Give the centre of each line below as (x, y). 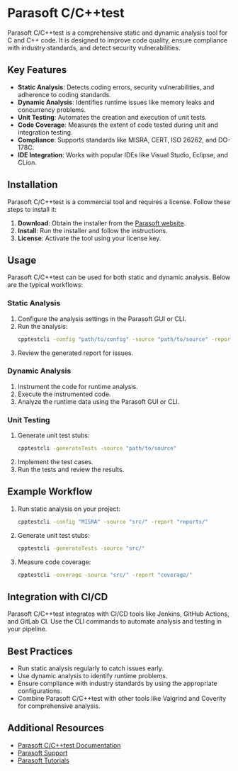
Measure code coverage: (54, 562)
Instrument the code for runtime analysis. (78, 386)
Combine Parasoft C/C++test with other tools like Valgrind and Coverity (122, 699)
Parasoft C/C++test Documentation (69, 745)
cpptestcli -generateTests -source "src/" (81, 548)
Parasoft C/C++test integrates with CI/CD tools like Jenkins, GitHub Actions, (118, 614)
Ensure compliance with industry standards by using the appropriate (117, 683)
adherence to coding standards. (64, 94)
